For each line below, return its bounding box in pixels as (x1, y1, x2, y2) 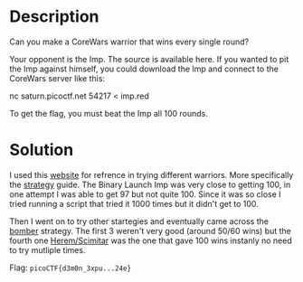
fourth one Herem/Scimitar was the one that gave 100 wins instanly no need (9, 235, 292, 246)
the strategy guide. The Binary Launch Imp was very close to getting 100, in (9, 179, 291, 190)
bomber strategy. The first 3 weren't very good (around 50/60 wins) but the (9, 225, 291, 236)
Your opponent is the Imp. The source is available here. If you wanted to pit (9, 53, 289, 64)
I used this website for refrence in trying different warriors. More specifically (9, 169, 294, 180)
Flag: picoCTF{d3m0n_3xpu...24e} (9, 262, 132, 273)
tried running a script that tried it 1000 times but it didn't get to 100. (9, 198, 260, 209)
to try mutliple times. (9, 244, 86, 255)
